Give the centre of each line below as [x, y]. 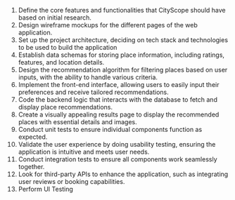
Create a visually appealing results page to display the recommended [119, 114]
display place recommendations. [65, 107]
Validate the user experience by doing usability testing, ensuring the [117, 144]
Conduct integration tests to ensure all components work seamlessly [118, 159]
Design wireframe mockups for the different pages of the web [108, 25]
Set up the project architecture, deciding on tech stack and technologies [123, 40]
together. [31, 167]
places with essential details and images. [77, 122]
